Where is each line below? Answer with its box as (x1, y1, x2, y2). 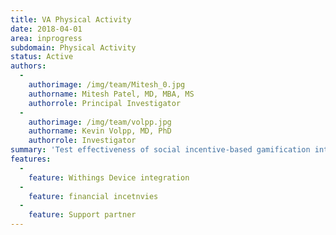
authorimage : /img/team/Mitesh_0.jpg (28, 80, 186, 90)
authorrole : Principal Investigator (28, 98, 182, 108)
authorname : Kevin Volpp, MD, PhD (28, 126, 172, 136)
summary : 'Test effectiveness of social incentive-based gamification (10, 145, 311, 155)
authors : (10, 61, 47, 71)
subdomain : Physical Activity (10, 42, 137, 53)
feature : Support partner (28, 210, 137, 220)
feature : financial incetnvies (28, 191, 159, 201)
